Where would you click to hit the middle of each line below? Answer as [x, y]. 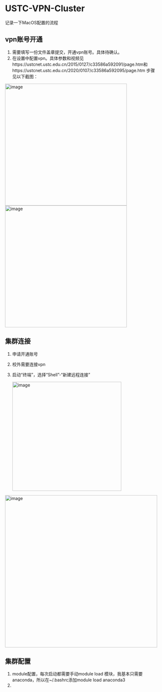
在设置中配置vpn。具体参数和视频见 [48, 58]
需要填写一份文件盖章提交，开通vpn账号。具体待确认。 [67, 52]
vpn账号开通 [24, 39]
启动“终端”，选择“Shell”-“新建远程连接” [51, 375]
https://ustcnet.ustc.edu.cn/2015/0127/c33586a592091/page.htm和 [80, 64]
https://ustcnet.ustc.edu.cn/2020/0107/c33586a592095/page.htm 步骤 [83, 70]
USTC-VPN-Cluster [45, 9]
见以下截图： [25, 77]
